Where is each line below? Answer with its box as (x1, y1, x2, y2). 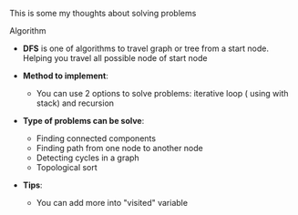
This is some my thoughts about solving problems (9, 8, 197, 18)
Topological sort (36, 162, 98, 172)
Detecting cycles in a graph (36, 152, 139, 163)
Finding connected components (36, 133, 157, 144)
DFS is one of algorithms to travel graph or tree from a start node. (22, 43, 270, 54)
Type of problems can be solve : (22, 116, 145, 126)
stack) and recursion (36, 97, 115, 108)
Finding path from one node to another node (36, 143, 203, 153)
